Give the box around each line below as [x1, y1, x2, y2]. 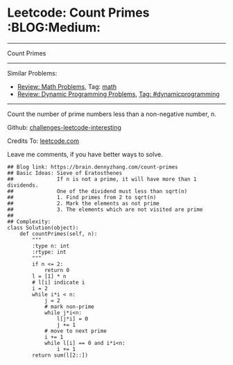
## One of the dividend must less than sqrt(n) [7, 187, 188, 195]
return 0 [44, 266, 70, 273]
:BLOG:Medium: [7, 19, 101, 35]
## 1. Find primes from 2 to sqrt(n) [7, 194, 157, 201]
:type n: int [32, 242, 70, 249]
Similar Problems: [7, 69, 58, 77]
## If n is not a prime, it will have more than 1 [7, 176, 197, 182]
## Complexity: [7, 218, 51, 225]
